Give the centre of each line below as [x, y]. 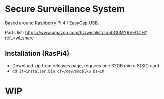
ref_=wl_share [19, 38]
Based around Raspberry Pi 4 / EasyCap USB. [52, 23]
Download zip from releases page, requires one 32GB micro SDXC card [86, 65]
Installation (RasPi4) [37, 53]
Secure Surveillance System [65, 9]
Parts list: [15, 32]
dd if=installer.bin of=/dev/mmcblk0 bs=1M [58, 71]
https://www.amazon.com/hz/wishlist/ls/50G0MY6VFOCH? [86, 32]
